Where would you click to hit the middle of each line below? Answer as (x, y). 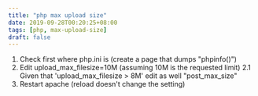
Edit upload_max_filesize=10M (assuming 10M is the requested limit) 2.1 (135, 68)
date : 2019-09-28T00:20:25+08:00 (63, 23)
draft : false (29, 37)
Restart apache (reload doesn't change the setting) (102, 84)
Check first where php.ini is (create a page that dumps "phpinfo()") (128, 59)
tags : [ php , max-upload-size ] (58, 30)
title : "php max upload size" (58, 15)
